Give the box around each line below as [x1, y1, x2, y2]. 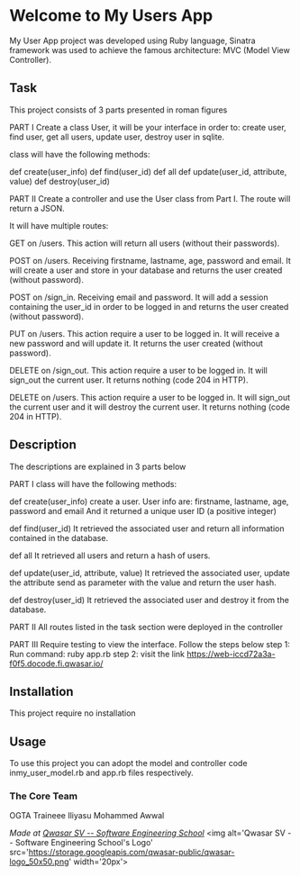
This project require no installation [9, 708, 137, 718]
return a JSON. [9, 203, 65, 213]
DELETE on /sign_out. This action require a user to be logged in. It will [9, 365, 268, 375]
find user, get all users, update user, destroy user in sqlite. [9, 131, 225, 142]
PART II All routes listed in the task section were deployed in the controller [9, 621, 284, 632]
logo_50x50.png [9, 856, 69, 867]
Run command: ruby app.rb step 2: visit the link [9, 648, 186, 659]
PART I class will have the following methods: [9, 478, 177, 489]
